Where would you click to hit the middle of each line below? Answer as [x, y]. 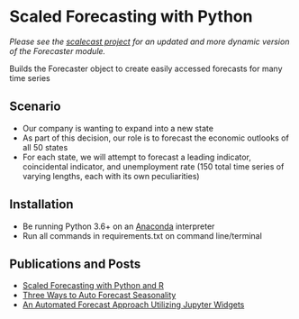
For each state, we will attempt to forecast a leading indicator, [137, 157]
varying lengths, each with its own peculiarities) [111, 176]
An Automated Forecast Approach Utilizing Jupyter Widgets [133, 305]
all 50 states [45, 147]
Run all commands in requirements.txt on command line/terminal [142, 235]
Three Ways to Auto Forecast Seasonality [99, 296]
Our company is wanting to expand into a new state [118, 128]
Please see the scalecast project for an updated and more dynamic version [149, 41]
